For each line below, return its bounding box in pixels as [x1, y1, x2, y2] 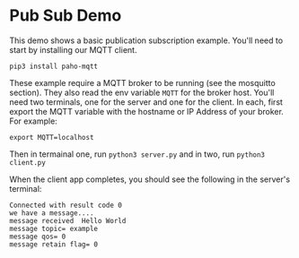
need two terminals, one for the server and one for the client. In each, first [9, 96, 283, 107]
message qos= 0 [9, 232, 66, 241]
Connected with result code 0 [9, 201, 123, 210]
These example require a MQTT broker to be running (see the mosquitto [9, 77, 276, 88]
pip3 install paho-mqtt [9, 62, 99, 71]
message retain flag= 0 [9, 239, 99, 249]
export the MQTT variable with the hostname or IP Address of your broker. [9, 106, 285, 116]
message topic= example [9, 224, 99, 233]
